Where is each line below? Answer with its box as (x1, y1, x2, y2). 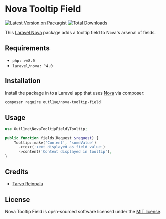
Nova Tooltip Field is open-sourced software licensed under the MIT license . (5, 209, 162, 215)
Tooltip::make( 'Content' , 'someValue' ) (14, 140, 97, 145)
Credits (5, 167, 29, 176)
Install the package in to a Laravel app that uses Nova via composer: (5, 90, 145, 96)
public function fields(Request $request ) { (5, 136, 99, 141)
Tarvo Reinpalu (12, 181, 43, 187)
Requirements (5, 44, 50, 53)
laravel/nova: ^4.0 (12, 63, 53, 68)
